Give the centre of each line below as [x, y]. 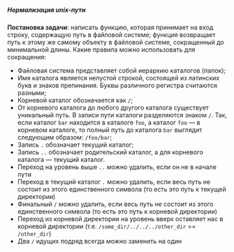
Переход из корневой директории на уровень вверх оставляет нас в [120, 218]
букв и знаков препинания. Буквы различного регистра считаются [117, 85]
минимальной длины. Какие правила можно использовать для [101, 50]
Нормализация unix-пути [46, 10]
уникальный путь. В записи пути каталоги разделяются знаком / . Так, [122, 114]
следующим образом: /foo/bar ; [65, 137]
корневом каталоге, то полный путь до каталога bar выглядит [110, 130]
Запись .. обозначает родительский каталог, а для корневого [110, 152]
